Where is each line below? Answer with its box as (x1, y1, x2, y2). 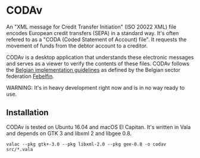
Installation (6, 108, 49, 118)
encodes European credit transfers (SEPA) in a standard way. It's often (6, 29, 179, 36)
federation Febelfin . (6, 72, 55, 80)
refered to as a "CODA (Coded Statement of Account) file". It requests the (6, 36, 187, 43)
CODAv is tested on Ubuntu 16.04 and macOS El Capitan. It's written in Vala (6, 123, 191, 131)
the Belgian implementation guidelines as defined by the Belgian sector (6, 66, 180, 73)
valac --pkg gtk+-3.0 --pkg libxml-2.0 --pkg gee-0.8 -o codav (6, 141, 167, 147)
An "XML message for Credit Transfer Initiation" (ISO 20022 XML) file (6, 23, 177, 30)
